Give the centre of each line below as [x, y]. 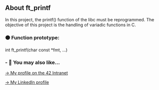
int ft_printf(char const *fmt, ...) [36, 50]
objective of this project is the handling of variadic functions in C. [70, 25]
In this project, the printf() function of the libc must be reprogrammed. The [80, 19]
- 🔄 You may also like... [32, 62]
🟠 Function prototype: [32, 37]
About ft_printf [28, 8]
